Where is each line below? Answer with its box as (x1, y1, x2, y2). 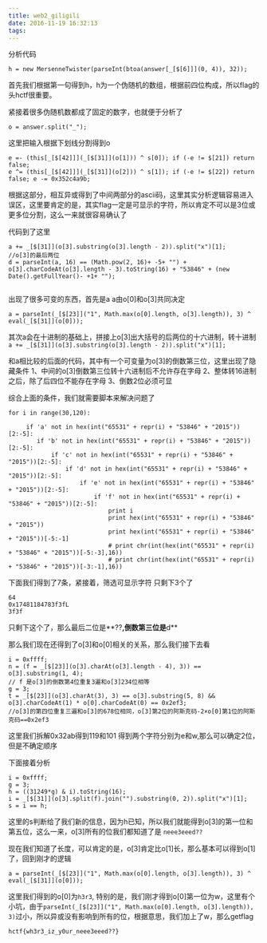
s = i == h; (8, 802, 48, 810)
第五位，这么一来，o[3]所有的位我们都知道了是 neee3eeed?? (8, 827, 203, 837)
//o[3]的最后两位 (8, 252, 60, 260)
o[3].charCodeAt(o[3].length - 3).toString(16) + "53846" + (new (8, 265, 230, 274)
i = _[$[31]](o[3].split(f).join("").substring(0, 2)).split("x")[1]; (8, 795, 248, 803)
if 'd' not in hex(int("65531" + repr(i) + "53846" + (65, 465, 248, 473)
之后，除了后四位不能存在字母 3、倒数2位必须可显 (8, 376, 173, 386)
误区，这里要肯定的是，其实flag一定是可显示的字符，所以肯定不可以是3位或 (8, 200, 256, 210)
